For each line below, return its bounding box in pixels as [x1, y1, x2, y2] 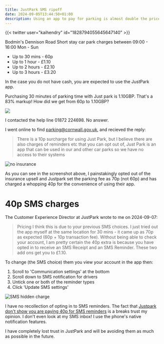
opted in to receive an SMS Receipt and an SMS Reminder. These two [17, 245, 157, 251]
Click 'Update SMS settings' [12, 284, 69, 290]
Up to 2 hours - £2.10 [12, 64, 55, 70]
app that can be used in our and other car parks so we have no [17, 147, 144, 152]
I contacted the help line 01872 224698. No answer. [5, 117, 109, 123]
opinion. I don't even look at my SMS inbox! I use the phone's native [5, 314, 142, 320]
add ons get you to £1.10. [17, 250, 67, 256]
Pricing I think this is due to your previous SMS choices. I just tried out [17, 224, 158, 230]
